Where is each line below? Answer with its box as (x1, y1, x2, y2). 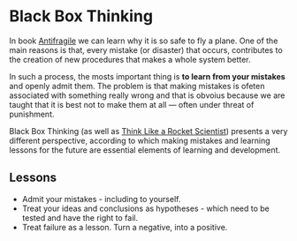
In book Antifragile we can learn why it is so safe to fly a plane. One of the (9, 35, 278, 46)
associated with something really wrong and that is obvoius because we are (9, 90, 286, 101)
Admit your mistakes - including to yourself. (21, 193, 181, 204)
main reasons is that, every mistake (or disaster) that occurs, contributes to (9, 44, 283, 55)
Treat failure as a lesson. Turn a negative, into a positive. (21, 222, 228, 232)
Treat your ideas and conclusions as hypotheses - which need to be (21, 203, 270, 214)
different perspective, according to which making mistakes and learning (9, 135, 271, 146)
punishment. (9, 109, 55, 119)
